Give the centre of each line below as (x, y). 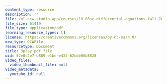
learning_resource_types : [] (35, 33)
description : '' (22, 14)
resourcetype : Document (30, 46)
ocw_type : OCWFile (24, 42)
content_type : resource (30, 10)
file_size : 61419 (23, 23)
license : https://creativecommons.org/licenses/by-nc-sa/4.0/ (71, 38)
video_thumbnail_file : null (39, 65)
